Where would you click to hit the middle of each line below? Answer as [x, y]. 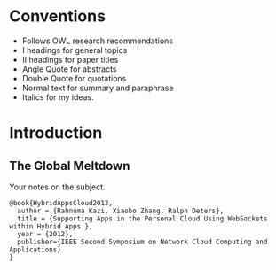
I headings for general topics [75, 50]
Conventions [58, 16]
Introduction [56, 133]
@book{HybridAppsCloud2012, [61, 203]
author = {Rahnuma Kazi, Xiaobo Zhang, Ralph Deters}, [121, 211]
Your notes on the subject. [57, 187]
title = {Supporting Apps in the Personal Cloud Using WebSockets [142, 219]
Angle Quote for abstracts [69, 69]
